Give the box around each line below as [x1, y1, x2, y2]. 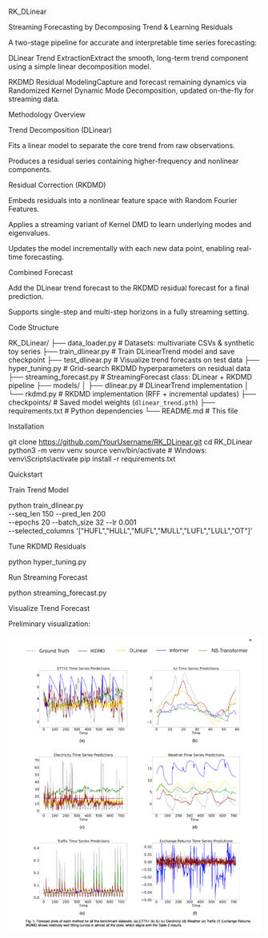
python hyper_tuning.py [8, 557, 86, 566]
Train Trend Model [8, 485, 70, 494]
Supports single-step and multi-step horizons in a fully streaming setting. [8, 307, 250, 317]
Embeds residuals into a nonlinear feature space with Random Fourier [8, 196, 238, 205]
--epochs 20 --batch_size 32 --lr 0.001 [8, 517, 137, 527]
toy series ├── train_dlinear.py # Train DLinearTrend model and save [8, 347, 235, 356]
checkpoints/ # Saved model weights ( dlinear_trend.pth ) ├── [8, 397, 216, 407]
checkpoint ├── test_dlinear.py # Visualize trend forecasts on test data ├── [8, 355, 260, 365]
